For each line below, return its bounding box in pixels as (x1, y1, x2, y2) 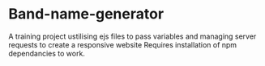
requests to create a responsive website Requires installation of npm (8, 39, 237, 49)
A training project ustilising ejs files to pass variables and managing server (8, 31, 257, 41)
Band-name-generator (8, 5, 165, 23)
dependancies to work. (8, 48, 85, 58)
